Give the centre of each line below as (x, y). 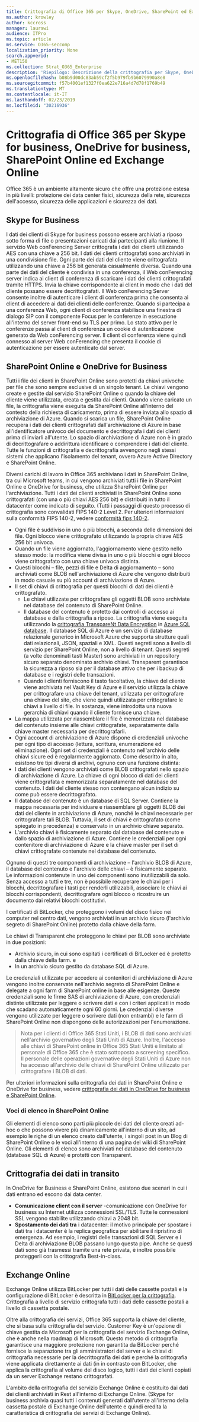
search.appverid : (28, 56)
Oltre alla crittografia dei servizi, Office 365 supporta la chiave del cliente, (96, 1319)
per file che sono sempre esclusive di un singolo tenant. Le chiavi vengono (97, 387)
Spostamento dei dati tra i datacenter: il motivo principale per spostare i (103, 1225)
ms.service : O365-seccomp (38, 45)
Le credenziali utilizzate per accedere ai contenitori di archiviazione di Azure (99, 978)
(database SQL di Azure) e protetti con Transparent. (69, 1155)
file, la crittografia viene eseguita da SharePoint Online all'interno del (90, 406)
